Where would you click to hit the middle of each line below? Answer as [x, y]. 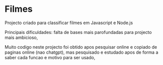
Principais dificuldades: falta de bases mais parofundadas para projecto [78, 32]
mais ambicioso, [21, 37]
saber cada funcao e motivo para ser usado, [50, 57]
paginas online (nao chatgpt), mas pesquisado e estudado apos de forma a [81, 52]
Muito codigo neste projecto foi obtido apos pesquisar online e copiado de [81, 47]
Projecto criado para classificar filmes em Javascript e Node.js [69, 23]
